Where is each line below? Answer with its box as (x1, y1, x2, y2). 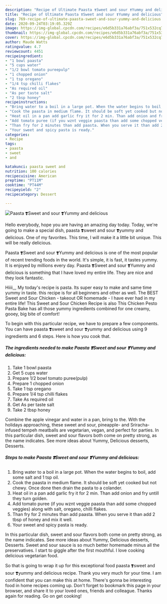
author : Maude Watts (5, 40, 48, 45)
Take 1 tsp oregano (12, 386, 51, 392)
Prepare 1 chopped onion (12, 380, 64, 386)
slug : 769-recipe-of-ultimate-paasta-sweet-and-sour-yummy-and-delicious (5, 16, 162, 21)
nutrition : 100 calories (5, 169, 57, 174)
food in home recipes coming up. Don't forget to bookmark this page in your (5, 582, 161, 588)
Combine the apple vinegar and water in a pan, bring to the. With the (5, 416, 146, 423)
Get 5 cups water (12, 370, 48, 376)
